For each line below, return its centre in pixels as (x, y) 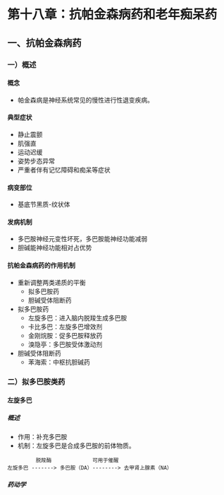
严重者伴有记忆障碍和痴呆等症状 (64, 170)
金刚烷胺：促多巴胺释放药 (65, 335)
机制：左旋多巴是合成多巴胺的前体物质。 (76, 445)
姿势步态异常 (36, 161)
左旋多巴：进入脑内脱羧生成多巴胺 (77, 318)
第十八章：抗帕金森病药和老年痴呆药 (112, 14)
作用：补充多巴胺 (42, 437)
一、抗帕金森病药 (44, 43)
